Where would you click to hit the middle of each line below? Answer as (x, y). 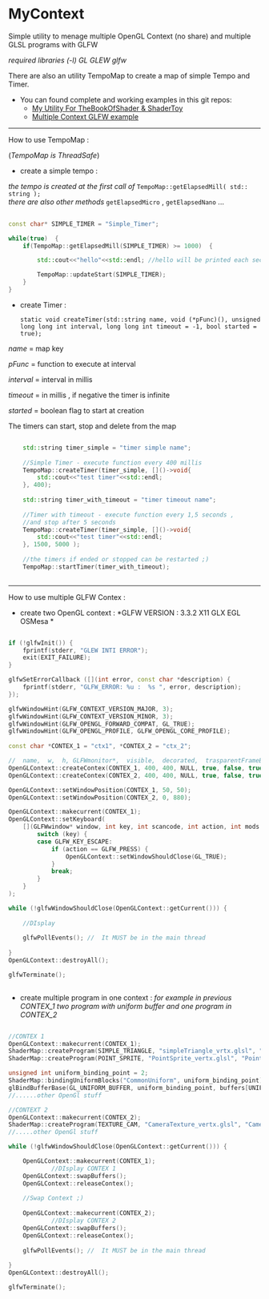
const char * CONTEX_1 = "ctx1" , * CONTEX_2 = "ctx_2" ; (100, 746)
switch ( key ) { (62, 834)
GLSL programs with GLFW (53, 44)
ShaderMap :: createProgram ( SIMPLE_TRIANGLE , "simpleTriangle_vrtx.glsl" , (132, 1051)
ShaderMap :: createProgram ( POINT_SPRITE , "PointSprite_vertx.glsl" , (123, 1059)
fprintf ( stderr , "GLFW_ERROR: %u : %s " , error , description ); (132, 687)
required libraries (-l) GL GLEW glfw (67, 60)
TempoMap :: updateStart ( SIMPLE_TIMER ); (102, 275)
